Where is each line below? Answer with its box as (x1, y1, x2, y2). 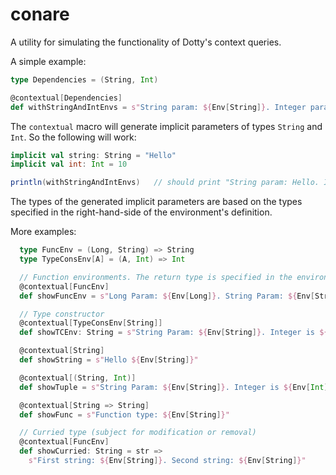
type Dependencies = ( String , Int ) (10, 74, 159, 85)
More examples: (10, 226, 77, 238)
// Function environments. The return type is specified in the (19, 272, 293, 282)
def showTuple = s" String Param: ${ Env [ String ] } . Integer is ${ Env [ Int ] (19, 382, 329, 392)
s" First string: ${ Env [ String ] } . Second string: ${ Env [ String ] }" (28, 456, 307, 466)
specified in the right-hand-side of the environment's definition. (10, 206, 273, 218)
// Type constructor (19, 309, 105, 319)
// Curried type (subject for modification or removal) (19, 428, 257, 438)
